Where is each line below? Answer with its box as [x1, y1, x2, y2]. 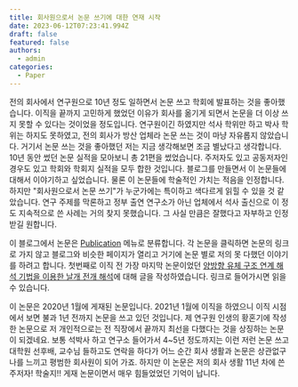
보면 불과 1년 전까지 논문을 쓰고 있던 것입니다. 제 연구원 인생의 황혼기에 [25, 312, 271, 323]
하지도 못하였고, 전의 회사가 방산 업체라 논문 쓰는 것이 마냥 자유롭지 [25, 130, 258, 141]
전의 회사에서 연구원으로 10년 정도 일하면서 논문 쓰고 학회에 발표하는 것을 [9, 96, 262, 107]
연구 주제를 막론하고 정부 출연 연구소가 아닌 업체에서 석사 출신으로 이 [42, 197, 280, 207]
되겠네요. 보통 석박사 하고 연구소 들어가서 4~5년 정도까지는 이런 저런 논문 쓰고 [18, 335, 289, 345]
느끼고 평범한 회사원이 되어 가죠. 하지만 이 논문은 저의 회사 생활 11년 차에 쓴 [25, 357, 286, 367]
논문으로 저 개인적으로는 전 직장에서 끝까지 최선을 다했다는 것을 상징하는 [18, 323, 269, 334]
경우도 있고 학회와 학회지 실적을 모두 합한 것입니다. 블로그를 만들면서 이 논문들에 [9, 163, 287, 173]
